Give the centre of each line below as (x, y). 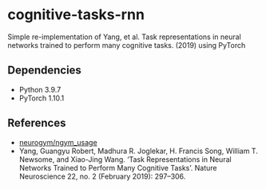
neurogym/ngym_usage (58, 142)
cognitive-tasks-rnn (76, 15)
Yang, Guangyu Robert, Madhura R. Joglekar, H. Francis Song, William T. (139, 151)
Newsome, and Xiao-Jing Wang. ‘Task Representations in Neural (125, 159)
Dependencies (44, 71)
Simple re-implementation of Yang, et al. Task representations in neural (124, 37)
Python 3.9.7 (40, 89)
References (37, 123)
